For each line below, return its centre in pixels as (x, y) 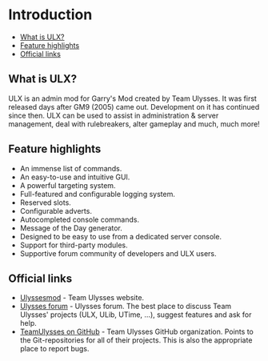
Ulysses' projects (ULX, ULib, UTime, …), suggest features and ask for (136, 315)
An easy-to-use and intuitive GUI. (75, 177)
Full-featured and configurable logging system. (98, 194)
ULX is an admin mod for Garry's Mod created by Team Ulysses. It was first (133, 98)
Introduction (50, 15)
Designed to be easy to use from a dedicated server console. (121, 236)
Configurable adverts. (56, 211)
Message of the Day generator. (71, 228)
